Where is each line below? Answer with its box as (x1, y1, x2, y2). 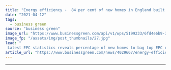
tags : (5, 17, 17, 22)
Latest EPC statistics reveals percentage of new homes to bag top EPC (7, 45, 163, 50)
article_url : (5, 50, 33, 55)
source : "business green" (5, 26, 60, 31)
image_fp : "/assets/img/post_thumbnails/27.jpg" (5, 36, 110, 41)
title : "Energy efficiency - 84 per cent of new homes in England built (5, 7, 165, 13)
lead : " (5, 41, 22, 46)
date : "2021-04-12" (5, 12, 47, 17)
